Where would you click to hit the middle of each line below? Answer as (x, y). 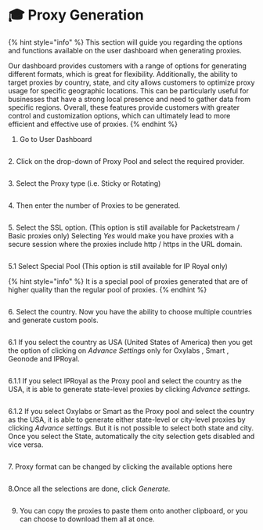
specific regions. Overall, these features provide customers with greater (124, 107)
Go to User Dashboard (56, 139)
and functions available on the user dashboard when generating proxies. (125, 50)
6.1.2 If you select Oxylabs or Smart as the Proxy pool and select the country (131, 411)
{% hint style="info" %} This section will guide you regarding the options (125, 42)
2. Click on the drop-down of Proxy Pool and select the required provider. (126, 161)
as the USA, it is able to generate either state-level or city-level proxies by (127, 419)
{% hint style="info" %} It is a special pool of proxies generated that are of (128, 281)
